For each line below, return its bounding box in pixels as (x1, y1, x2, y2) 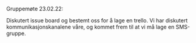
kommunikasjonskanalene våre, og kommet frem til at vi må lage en (6, 24, 175, 30)
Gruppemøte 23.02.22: (6, 5, 64, 12)
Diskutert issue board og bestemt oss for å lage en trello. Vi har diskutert (6, 17, 188, 24)
